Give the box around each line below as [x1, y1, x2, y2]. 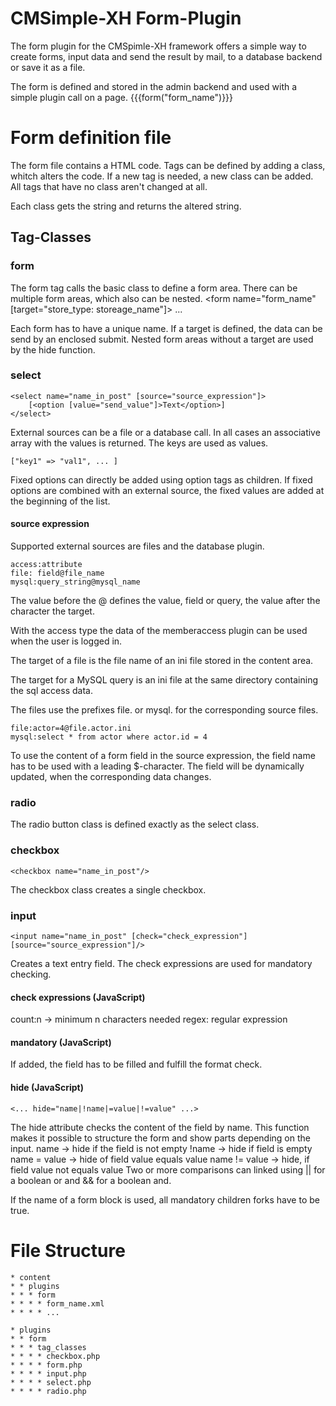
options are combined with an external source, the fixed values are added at [10, 484, 325, 496]
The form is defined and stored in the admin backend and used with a [10, 80, 298, 92]
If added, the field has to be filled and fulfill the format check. [10, 1058, 263, 1071]
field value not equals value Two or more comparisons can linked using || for [10, 1163, 326, 1176]
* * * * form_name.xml [10, 1298, 105, 1309]
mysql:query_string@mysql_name [10, 577, 141, 587]
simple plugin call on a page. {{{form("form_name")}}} [10, 91, 234, 103]
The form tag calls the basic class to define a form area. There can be [10, 282, 298, 294]
